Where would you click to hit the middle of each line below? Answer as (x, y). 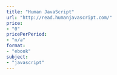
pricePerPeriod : (27, 34)
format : (16, 46)
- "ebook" (19, 51)
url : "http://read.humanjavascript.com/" (59, 18)
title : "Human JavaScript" (40, 12)
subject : (17, 57)
